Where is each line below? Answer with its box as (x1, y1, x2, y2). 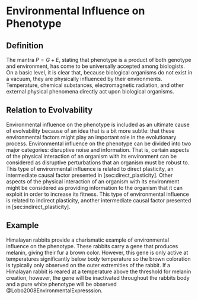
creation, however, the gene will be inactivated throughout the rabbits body (6, 274, 190, 281)
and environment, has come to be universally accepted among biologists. (6, 62, 186, 70)
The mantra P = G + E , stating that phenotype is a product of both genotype (6, 57, 191, 63)
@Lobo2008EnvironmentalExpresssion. (6, 287, 103, 294)
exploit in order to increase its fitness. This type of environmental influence (6, 190, 190, 198)
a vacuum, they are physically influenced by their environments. (6, 76, 162, 82)
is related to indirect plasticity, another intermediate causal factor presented (6, 196, 191, 204)
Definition (6, 40, 43, 51)
